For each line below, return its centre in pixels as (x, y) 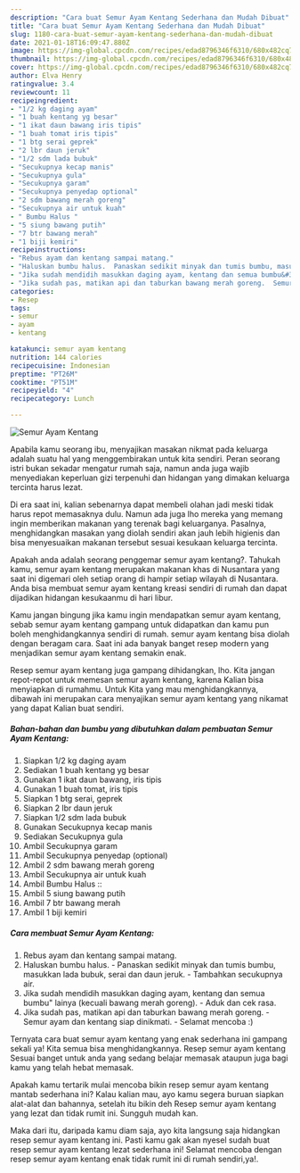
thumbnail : (30, 59)
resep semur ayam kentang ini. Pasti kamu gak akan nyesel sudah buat (140, 1140)
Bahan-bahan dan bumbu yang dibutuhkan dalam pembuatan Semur (142, 728)
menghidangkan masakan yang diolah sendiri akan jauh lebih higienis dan (145, 533)
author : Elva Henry (46, 76)
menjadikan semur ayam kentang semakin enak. (98, 653)
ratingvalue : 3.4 (42, 84)
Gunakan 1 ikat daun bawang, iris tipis (92, 779)
